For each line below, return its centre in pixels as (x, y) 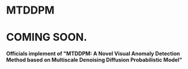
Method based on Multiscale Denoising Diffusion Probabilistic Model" (94, 60)
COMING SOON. (47, 37)
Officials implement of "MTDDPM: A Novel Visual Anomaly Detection (93, 54)
